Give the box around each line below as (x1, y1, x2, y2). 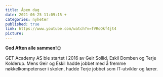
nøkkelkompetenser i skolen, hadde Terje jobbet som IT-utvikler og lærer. (5, 66, 158, 71)
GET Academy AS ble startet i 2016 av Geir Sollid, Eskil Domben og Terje (5, 55, 156, 61)
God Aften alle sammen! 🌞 (5, 45, 62, 51)
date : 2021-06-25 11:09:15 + (5, 12, 67, 17)
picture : (5, 31, 24, 36)
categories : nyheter (5, 17, 49, 22)
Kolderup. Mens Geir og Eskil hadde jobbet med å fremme (5, 60, 127, 66)
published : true (5, 21, 39, 27)
